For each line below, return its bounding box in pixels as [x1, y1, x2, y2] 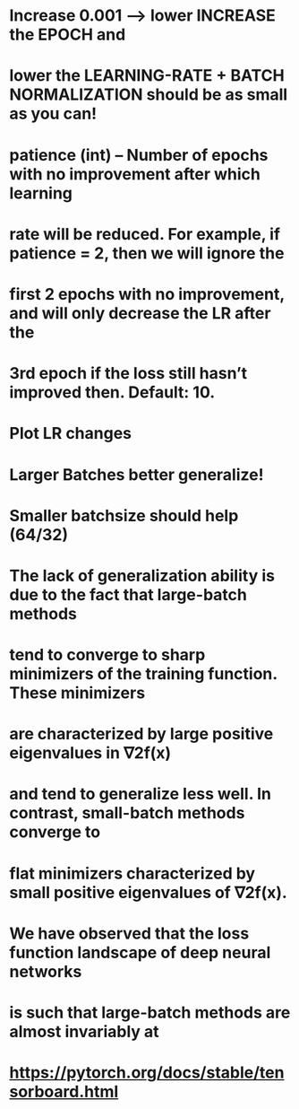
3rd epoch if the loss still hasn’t [9, 363, 248, 384]
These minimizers [9, 683, 146, 703]
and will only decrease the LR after [9, 302, 271, 323]
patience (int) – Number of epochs [9, 144, 269, 165]
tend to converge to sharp [9, 645, 206, 665]
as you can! [9, 104, 98, 124]
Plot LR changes [9, 424, 132, 444]
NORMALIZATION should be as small [9, 84, 288, 105]
